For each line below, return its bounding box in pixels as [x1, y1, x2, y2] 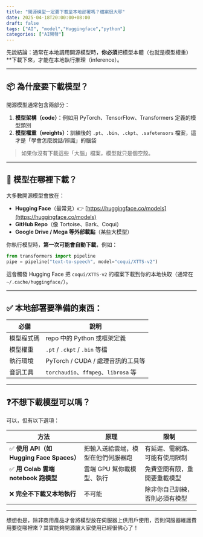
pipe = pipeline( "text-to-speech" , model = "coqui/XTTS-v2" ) [6, 258, 158, 265]
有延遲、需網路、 [144, 444, 193, 453]
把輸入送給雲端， [83, 444, 133, 453]
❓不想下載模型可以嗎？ [6, 397, 91, 407]
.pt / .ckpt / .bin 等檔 [45, 345, 108, 354]
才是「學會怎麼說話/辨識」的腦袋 [14, 137, 97, 144]
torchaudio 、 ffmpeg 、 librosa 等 [45, 368, 137, 377]
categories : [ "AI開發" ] [6, 31, 65, 37]
